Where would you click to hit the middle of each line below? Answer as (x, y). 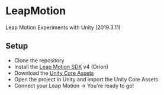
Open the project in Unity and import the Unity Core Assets (86, 79)
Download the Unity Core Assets (54, 73)
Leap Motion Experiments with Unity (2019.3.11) (63, 27)
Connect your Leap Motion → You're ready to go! (74, 85)
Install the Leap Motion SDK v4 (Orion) (61, 66)
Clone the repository (39, 60)
